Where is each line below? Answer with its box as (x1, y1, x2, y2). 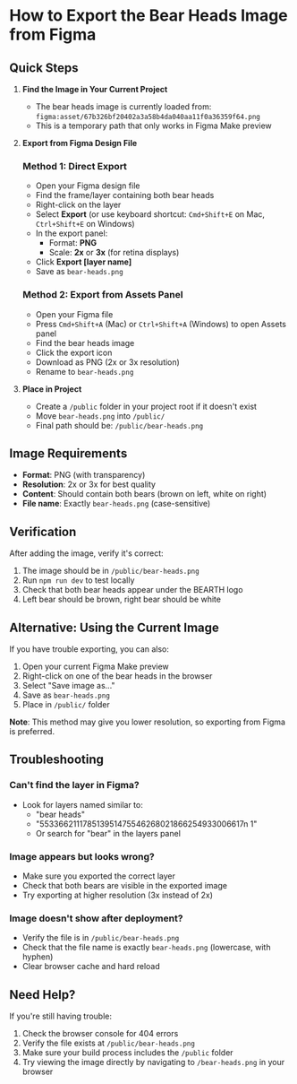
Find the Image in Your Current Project (21, 84, 168, 94)
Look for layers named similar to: (21, 799, 143, 810)
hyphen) (21, 951, 54, 962)
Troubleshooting (9, 752, 105, 767)
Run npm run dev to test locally (21, 575, 135, 585)
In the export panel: (35, 228, 108, 238)
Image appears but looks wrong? (9, 850, 155, 863)
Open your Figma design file (35, 180, 140, 191)
